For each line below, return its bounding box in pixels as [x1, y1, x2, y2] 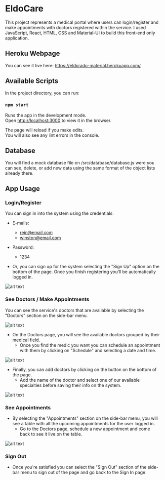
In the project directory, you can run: [5, 90, 80, 96]
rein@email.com [19, 230, 53, 236]
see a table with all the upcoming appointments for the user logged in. [12, 420, 155, 426]
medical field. [12, 337, 41, 343]
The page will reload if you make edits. [5, 127, 84, 133]
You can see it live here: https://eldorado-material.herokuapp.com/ [5, 62, 141, 68]
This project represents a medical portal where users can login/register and [5, 19, 159, 25]
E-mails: [12, 220, 29, 226]
